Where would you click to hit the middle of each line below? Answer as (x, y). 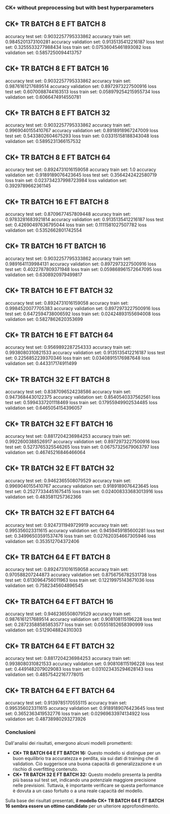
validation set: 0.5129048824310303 (44, 630)
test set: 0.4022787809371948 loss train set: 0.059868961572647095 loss (83, 269)
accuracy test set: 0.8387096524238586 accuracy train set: (68, 392)
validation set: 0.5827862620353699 (44, 319)
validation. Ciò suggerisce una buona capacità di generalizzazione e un (87, 764)
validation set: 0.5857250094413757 (44, 52)
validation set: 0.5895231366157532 (43, 141)
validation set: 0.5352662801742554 (44, 230)
